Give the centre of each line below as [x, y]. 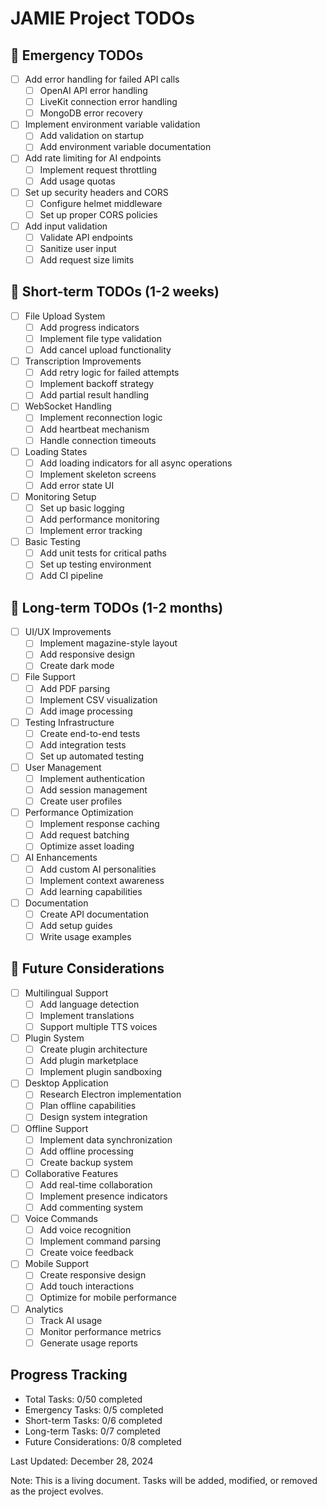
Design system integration [93, 1117]
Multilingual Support [66, 993]
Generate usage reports [88, 1343]
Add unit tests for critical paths [103, 553]
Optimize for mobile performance [108, 1298]
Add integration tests [83, 744]
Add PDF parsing [75, 688]
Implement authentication [92, 778]
